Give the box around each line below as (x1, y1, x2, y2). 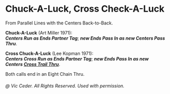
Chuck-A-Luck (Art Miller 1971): (5, 29, 73, 36)
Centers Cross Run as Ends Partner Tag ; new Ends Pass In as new (5, 55, 149, 61)
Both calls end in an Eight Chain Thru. (5, 71, 85, 77)
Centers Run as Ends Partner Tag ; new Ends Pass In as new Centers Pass (5, 35, 165, 41)
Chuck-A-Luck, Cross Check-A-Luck (5, 3, 165, 15)
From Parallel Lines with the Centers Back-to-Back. (5, 20, 113, 26)
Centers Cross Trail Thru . (5, 61, 60, 67)
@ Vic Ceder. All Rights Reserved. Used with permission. (5, 82, 124, 89)
